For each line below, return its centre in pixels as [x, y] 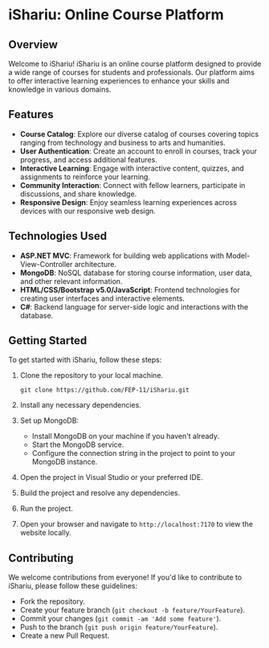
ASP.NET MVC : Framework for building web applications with [122, 256]
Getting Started [48, 340]
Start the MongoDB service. [78, 445]
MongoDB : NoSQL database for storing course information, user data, [136, 273]
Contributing [41, 558]
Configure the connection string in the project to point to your [134, 453]
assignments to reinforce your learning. [85, 176]
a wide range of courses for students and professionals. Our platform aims [132, 72]
